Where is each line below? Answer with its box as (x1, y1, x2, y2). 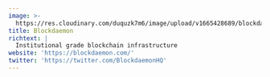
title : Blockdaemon (8, 26, 74, 34)
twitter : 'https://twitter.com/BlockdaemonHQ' (8, 57, 167, 65)
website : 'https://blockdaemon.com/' (8, 49, 135, 57)
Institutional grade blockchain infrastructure (15, 42, 178, 50)
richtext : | (8, 34, 48, 43)
